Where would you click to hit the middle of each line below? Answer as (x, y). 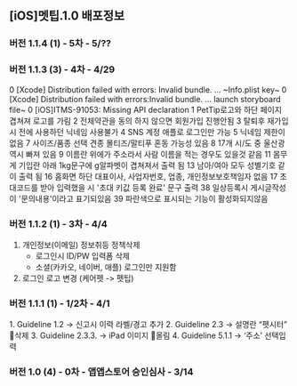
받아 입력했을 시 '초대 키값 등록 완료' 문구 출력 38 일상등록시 (144, 187)
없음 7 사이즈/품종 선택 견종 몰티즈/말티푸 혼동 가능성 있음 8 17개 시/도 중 (136, 143)
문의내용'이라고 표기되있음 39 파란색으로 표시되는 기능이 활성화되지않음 (144, 198)
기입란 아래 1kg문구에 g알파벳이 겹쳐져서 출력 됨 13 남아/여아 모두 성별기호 (147, 165)
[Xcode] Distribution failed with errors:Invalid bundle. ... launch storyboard (145, 99)
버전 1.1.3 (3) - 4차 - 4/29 (62, 69)
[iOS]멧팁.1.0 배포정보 (67, 16)
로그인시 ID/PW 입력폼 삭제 (83, 255)
